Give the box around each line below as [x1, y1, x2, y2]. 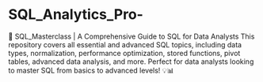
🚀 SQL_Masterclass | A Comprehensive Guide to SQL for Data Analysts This [8, 32, 255, 41]
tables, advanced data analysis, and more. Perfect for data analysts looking [8, 57, 254, 66]
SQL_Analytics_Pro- [8, 6, 144, 24]
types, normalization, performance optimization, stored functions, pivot [8, 48, 241, 58]
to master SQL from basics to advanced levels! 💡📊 [8, 65, 174, 75]
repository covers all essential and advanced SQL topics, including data [8, 39, 242, 49]
